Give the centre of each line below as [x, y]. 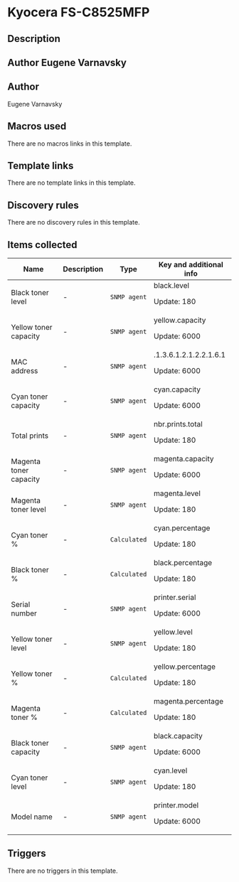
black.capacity [178, 736]
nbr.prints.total [178, 424]
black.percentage [183, 563]
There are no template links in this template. [72, 183]
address [25, 371]
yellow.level [174, 632]
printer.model [176, 805]
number [24, 613]
